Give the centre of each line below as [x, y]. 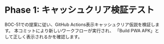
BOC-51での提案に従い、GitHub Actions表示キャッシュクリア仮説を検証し [80, 24]
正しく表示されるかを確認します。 [48, 37]
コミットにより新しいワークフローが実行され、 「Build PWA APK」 [87, 30]
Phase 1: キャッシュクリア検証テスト [80, 10]
